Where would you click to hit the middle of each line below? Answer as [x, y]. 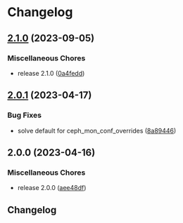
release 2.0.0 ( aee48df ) [52, 188]
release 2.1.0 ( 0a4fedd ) [51, 73]
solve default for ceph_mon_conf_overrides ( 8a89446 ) [97, 130]
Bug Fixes [25, 115]
